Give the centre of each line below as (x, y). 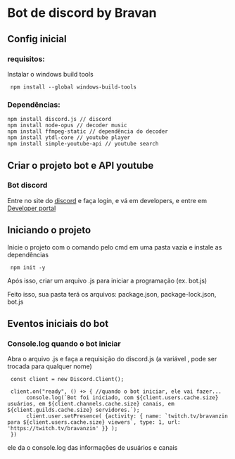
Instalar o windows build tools (50, 74)
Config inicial (37, 39)
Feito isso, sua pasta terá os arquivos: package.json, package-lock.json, (112, 294)
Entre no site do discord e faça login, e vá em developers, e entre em (107, 200)
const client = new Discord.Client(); (67, 380)
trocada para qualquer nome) (50, 366)
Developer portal (32, 208)
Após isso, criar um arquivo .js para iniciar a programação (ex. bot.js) (107, 280)
